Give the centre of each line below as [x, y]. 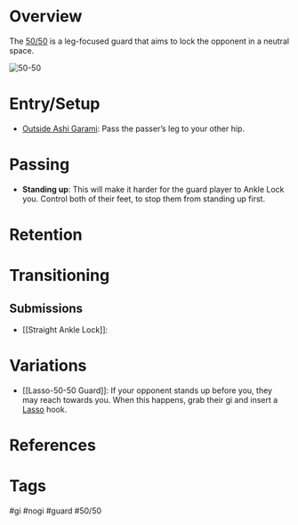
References [52, 445]
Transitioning [60, 276]
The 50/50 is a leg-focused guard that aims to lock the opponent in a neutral [149, 41]
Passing [40, 164]
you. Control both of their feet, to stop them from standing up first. [143, 199]
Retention [46, 234]
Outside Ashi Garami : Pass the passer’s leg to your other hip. [133, 128]
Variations [48, 366]
